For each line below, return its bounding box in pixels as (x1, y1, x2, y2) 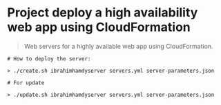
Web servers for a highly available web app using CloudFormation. (23, 42, 213, 50)
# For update (7, 79, 45, 86)
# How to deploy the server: (7, 55, 91, 62)
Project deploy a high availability (7, 5, 198, 21)
